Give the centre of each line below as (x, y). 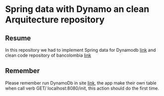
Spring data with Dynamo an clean (77, 9)
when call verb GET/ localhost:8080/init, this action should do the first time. (82, 88)
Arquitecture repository (55, 20)
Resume (18, 38)
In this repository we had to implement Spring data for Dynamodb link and (81, 50)
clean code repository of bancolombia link (48, 55)
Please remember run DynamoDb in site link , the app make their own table (81, 83)
